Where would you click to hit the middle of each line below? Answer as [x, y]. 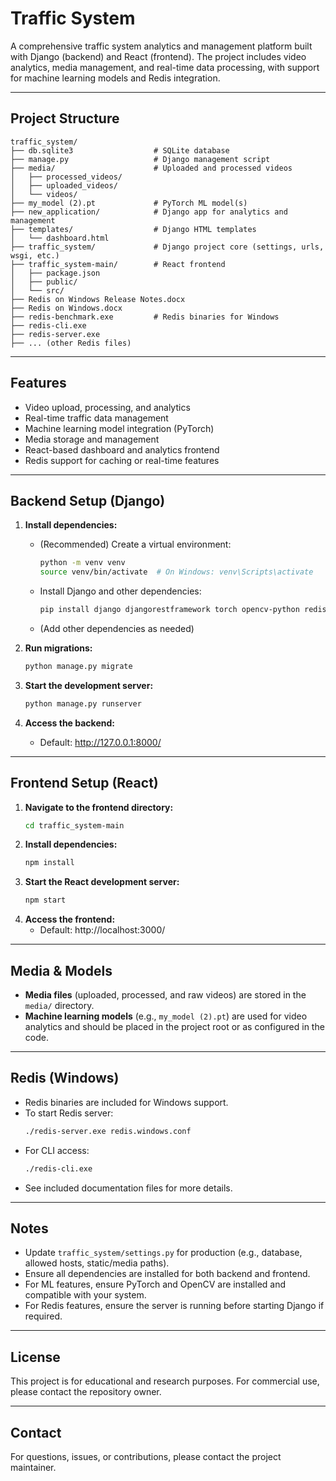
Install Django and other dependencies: [120, 591]
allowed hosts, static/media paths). [97, 1263]
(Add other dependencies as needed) [117, 628]
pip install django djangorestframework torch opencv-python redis [183, 610]
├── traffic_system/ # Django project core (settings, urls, [167, 247]
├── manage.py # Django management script [140, 159]
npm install [49, 863]
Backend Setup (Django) [88, 500]
